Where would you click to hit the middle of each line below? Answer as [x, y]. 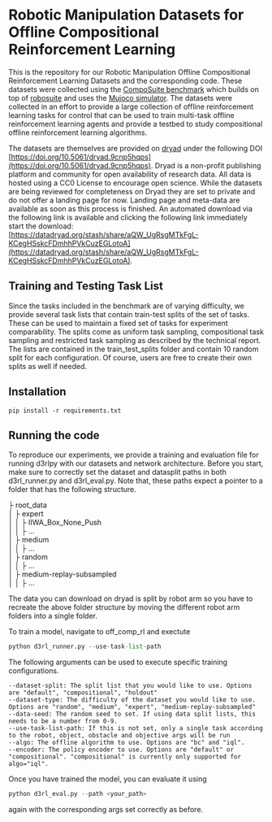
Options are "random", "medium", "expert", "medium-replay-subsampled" [132, 707]
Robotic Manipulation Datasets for [126, 15]
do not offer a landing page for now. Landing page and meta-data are [124, 200]
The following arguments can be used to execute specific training [118, 662]
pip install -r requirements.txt [65, 411]
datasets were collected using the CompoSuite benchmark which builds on [134, 89]
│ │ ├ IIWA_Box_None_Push [55, 523]
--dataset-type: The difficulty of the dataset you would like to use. [132, 700]
